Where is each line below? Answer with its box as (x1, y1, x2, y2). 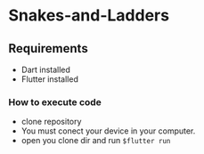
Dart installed (20, 64, 70, 75)
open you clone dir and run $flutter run (20, 135, 171, 146)
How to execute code (8, 95, 102, 108)
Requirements (8, 41, 88, 56)
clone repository (20, 117, 82, 127)
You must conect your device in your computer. (20, 126, 196, 136)
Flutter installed (20, 74, 79, 85)
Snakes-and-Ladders (8, 5, 170, 26)
